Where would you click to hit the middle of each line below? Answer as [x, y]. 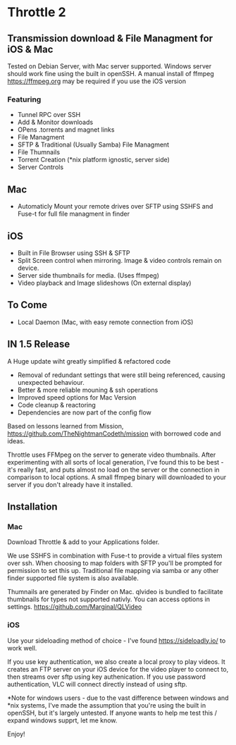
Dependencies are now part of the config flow [84, 412]
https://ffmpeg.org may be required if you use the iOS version [97, 81]
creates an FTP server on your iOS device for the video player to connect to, [118, 669]
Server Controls [41, 167]
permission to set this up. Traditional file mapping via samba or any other [113, 571]
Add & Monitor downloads [55, 122]
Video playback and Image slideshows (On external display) [104, 283]
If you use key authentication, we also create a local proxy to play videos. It [116, 661]
